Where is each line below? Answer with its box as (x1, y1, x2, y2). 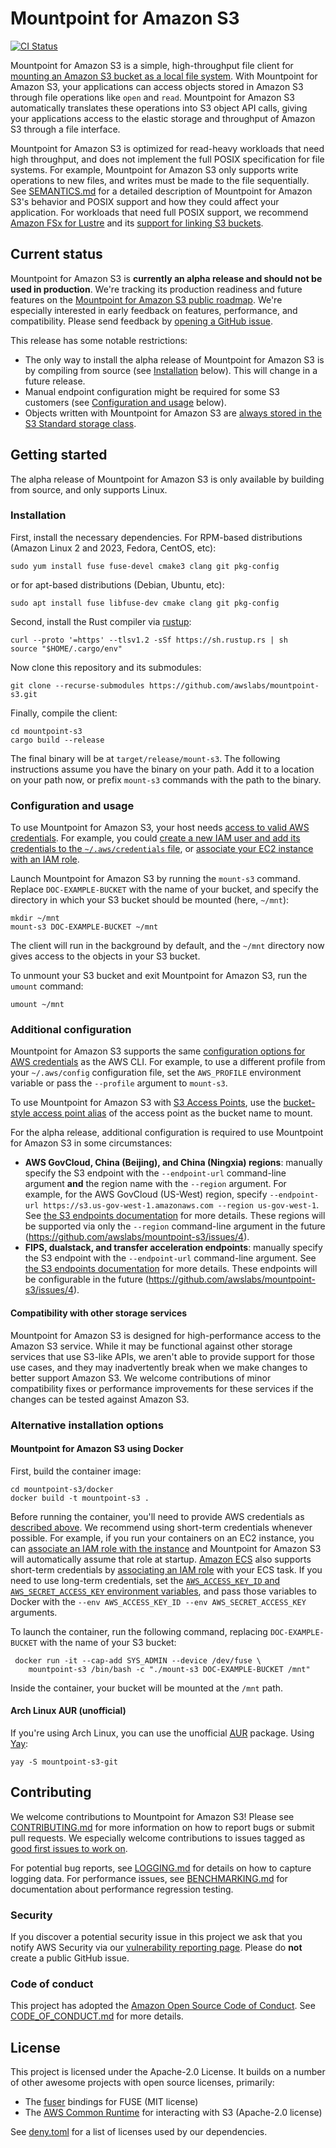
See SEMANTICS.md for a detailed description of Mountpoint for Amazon (10, 185, 313, 197)
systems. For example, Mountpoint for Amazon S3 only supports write (10, 163, 299, 176)
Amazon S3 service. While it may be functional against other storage (10, 1340, 293, 1352)
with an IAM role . (10, 853, 80, 866)
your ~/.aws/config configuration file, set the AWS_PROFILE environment (10, 1067, 302, 1079)
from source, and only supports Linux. (10, 483, 168, 496)
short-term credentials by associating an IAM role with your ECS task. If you (10, 1563, 323, 1576)
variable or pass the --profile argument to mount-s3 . (10, 1077, 228, 1089)
